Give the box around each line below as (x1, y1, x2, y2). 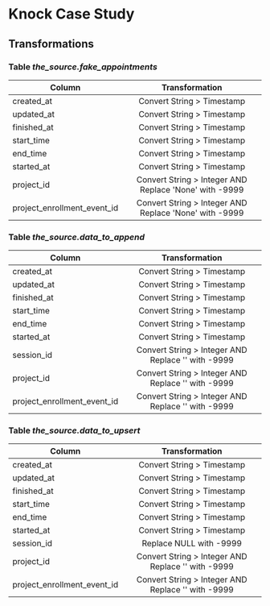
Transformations (8, 37, 95, 51)
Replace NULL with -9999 (141, 538, 243, 549)
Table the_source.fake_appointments (8, 61, 158, 73)
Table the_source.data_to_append (8, 231, 145, 243)
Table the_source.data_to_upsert (8, 425, 141, 436)
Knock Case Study (8, 5, 135, 23)
